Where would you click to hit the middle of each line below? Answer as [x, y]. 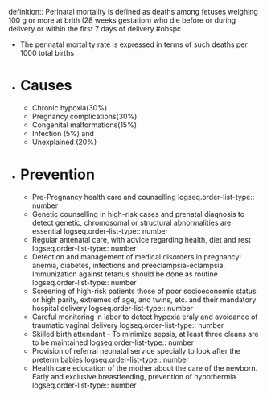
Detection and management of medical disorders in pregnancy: [137, 256]
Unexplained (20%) [64, 142]
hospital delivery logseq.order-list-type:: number [113, 308]
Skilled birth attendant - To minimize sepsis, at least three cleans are [145, 334]
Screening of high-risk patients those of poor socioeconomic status [144, 291]
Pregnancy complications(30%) [84, 116]
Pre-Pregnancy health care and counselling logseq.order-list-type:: [143, 197]
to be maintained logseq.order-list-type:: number [113, 342]
